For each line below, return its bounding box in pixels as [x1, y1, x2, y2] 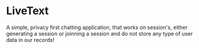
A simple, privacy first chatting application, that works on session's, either [6, 24, 188, 31]
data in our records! [6, 36, 55, 43]
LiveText [6, 4, 49, 18]
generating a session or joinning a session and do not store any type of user [6, 30, 193, 37]
